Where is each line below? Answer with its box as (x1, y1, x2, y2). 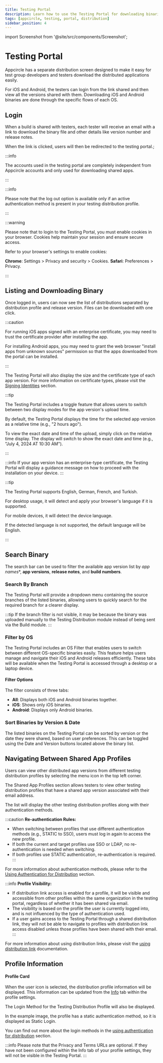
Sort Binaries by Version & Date (5, 719, 81, 726)
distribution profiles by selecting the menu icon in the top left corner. (5, 773, 142, 778)
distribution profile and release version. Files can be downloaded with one (5, 305, 153, 310)
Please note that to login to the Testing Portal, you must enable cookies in (5, 229, 152, 235)
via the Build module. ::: (5, 622, 52, 628)
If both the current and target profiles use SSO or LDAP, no (12, 841, 130, 847)
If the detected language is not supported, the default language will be (5, 522, 146, 528)
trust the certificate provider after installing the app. (5, 334, 108, 339)
